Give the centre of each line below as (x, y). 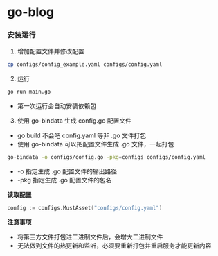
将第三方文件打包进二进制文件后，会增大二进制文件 (90, 237)
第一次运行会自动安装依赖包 (57, 106)
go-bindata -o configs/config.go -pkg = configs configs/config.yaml (107, 157)
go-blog (31, 12)
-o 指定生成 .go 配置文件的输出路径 (67, 171)
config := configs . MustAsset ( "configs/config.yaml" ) (85, 208)
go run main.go (29, 92)
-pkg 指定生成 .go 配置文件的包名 (64, 180)
